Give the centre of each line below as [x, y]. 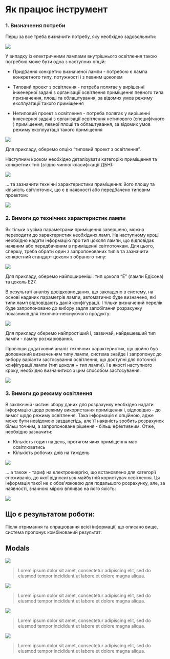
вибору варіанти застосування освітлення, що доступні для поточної [81, 359]
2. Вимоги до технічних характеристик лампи [66, 218]
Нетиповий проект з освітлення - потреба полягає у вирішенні [81, 114]
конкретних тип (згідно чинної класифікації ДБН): [59, 165]
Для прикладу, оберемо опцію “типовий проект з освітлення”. [73, 149]
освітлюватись [29, 447]
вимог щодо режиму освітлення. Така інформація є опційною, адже [80, 416]
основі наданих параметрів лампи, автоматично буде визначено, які [81, 297]
